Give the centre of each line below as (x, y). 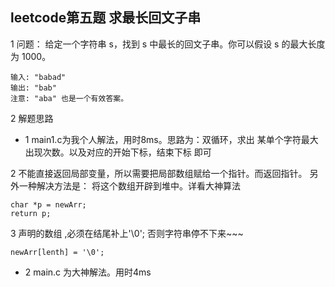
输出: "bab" (33, 88)
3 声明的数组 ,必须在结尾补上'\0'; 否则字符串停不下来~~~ (127, 233)
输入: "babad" (38, 77)
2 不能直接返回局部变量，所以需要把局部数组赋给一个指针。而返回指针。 (159, 173)
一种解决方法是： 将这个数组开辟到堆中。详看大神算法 (129, 185)
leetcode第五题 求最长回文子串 (106, 18)
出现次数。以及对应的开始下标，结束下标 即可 (118, 152)
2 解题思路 (32, 118)
